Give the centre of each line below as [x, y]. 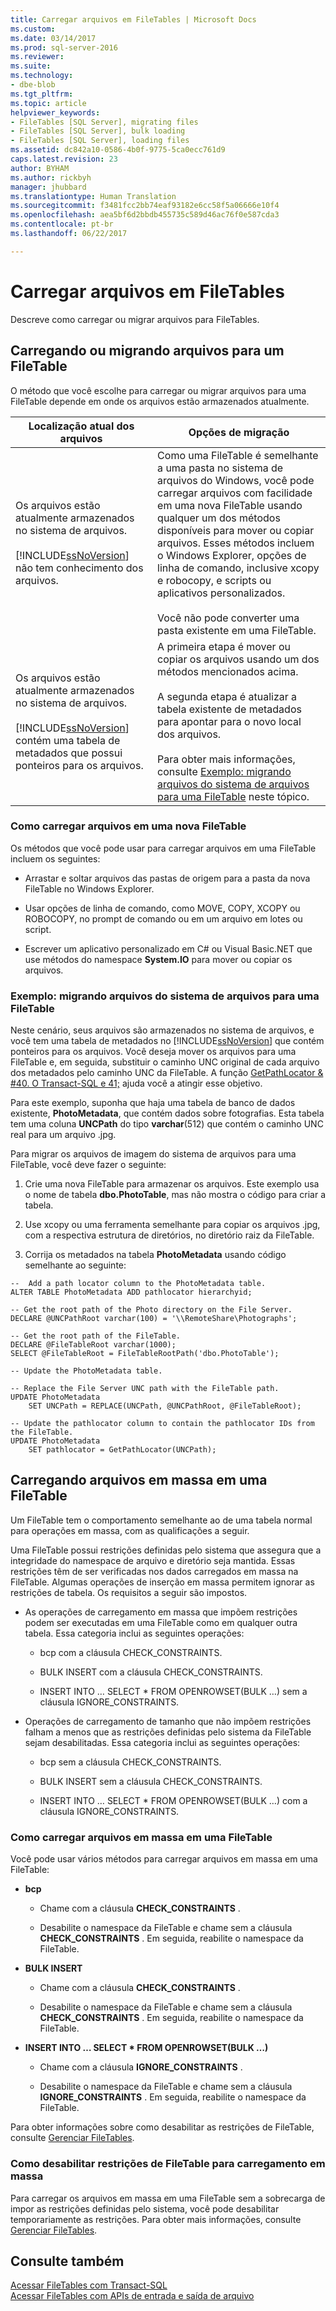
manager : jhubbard [48, 187]
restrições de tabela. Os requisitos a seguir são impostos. [129, 1592]
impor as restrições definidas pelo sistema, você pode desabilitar [145, 2208]
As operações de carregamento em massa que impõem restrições [161, 1612]
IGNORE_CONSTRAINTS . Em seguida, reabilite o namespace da [173, 2097]
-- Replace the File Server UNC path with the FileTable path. [145, 1389]
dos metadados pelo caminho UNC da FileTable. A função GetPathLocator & [167, 1073]
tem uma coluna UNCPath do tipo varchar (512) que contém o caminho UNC [167, 1124]
